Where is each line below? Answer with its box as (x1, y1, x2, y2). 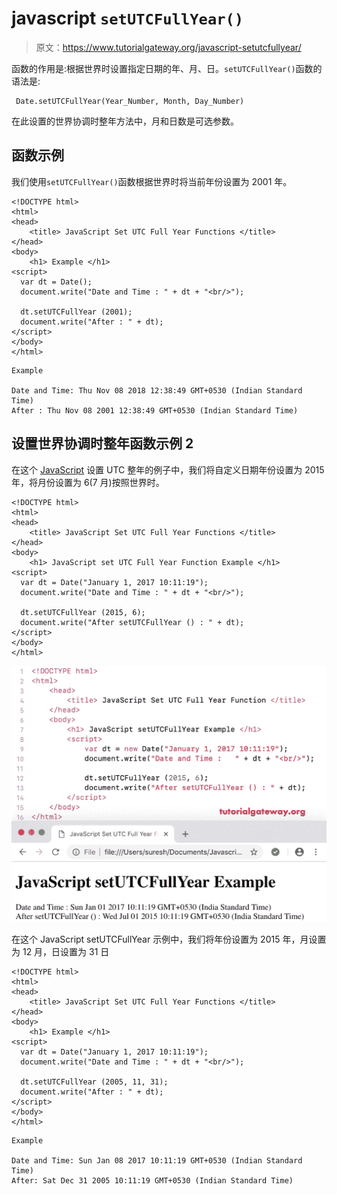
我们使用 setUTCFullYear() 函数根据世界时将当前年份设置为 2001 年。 (11, 175, 293, 187)
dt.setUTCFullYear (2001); (20, 307, 133, 317)
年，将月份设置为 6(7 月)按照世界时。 (11, 476, 165, 488)
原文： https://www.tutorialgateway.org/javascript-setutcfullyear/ (35, 41, 302, 53)
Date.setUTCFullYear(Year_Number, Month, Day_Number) (15, 96, 245, 106)
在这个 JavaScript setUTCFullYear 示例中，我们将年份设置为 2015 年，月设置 (11, 933, 327, 945)
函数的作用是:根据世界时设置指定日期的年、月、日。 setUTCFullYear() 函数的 (11, 62, 323, 74)
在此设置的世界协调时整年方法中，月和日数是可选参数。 (11, 115, 239, 127)
